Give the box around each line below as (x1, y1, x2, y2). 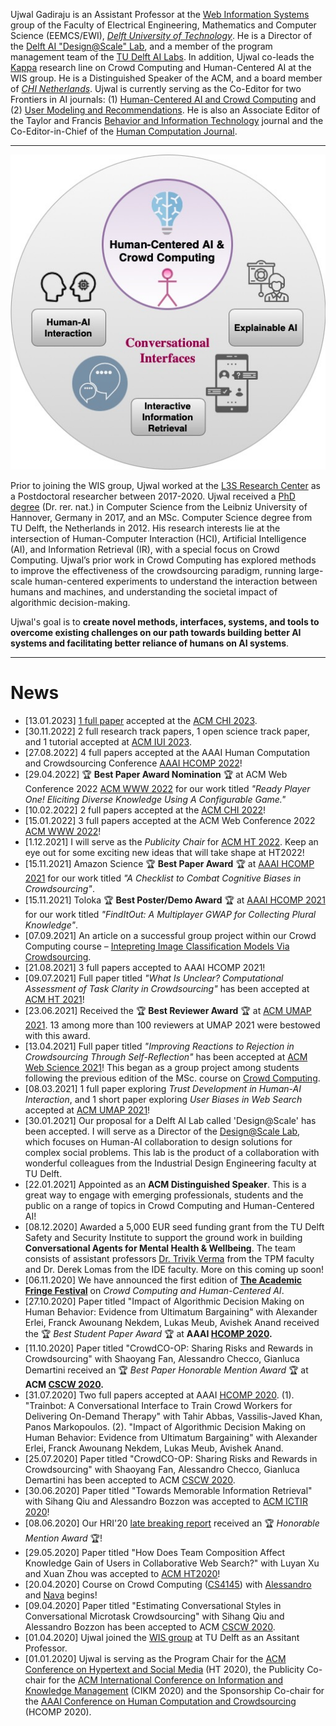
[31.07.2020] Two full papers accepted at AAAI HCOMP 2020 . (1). (24, 1389, 295, 1401)
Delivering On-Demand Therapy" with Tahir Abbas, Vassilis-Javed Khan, (24, 1410, 323, 1422)
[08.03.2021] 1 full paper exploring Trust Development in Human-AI (24, 1082, 302, 1094)
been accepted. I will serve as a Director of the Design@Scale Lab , (24, 1125, 301, 1137)
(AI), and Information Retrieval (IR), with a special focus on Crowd (10, 544, 280, 555)
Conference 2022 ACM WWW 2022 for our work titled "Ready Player (24, 782, 311, 794)
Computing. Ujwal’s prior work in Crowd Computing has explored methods (10, 554, 317, 566)
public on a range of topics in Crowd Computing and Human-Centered (24, 1199, 315, 1211)
